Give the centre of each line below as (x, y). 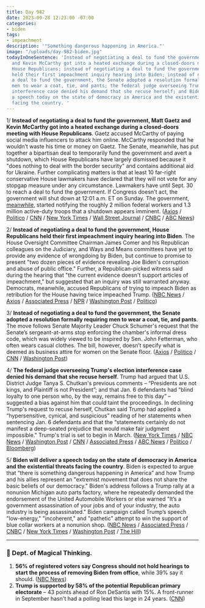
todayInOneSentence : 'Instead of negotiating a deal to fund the (91, 57)
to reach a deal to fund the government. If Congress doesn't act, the (92, 192)
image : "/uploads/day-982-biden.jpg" (54, 52)
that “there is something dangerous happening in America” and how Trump (101, 473)
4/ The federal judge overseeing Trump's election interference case (94, 370)
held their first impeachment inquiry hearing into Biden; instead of (103, 75)
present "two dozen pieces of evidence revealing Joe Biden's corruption (98, 262)
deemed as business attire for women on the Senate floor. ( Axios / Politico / (101, 351)
